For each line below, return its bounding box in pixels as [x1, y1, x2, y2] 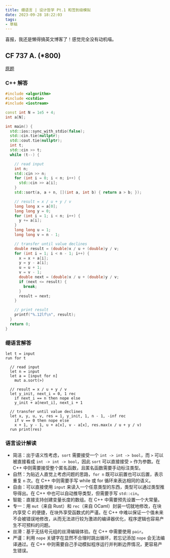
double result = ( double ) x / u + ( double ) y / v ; [14, 246, 119, 251]
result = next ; [18, 293, 51, 298]
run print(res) [10, 427, 42, 432]
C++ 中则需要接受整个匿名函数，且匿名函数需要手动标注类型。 [12, 465, 144, 471]
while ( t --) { [10, 152, 40, 157]
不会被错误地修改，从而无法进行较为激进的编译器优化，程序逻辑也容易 [12, 516, 160, 522]
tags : [5, 17, 17, 22]
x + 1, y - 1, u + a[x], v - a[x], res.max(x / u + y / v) [14, 423, 142, 428]
